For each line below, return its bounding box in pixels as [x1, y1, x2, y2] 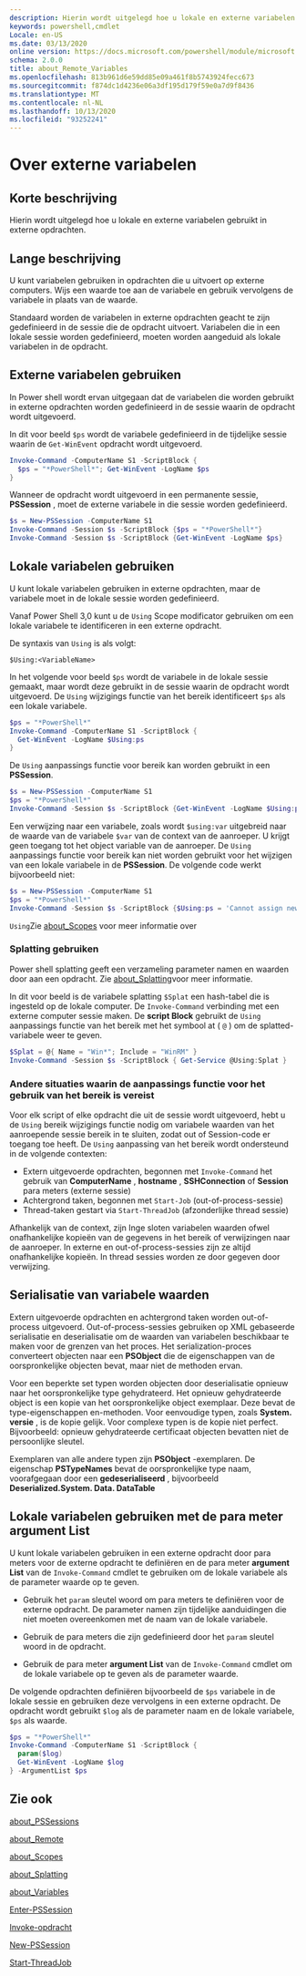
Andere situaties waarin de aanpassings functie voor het [9, 1077, 266, 1090]
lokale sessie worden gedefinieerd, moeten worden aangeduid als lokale [9, 331, 281, 342]
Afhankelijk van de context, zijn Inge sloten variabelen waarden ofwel [9, 1222, 270, 1233]
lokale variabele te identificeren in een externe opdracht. [9, 620, 222, 631]
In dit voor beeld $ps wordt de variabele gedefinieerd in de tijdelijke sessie [9, 428, 287, 439]
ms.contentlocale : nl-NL [9, 98, 104, 108]
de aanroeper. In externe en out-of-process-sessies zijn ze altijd [9, 1241, 251, 1252]
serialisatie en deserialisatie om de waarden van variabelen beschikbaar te [9, 1331, 290, 1342]
